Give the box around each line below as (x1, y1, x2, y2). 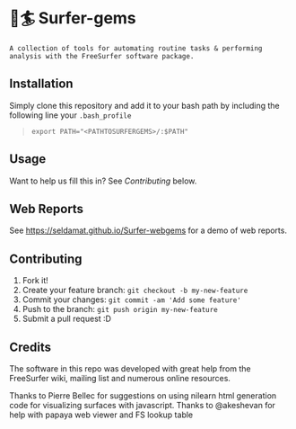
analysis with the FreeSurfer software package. (9, 51, 195, 60)
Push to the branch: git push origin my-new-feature (22, 304, 218, 315)
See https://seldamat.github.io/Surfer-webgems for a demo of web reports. (9, 225, 287, 236)
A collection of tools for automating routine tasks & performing (9, 43, 263, 53)
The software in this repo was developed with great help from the (9, 363, 251, 374)
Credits (9, 339, 52, 354)
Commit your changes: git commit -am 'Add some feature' (22, 294, 242, 305)
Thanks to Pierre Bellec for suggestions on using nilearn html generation (9, 390, 277, 401)
